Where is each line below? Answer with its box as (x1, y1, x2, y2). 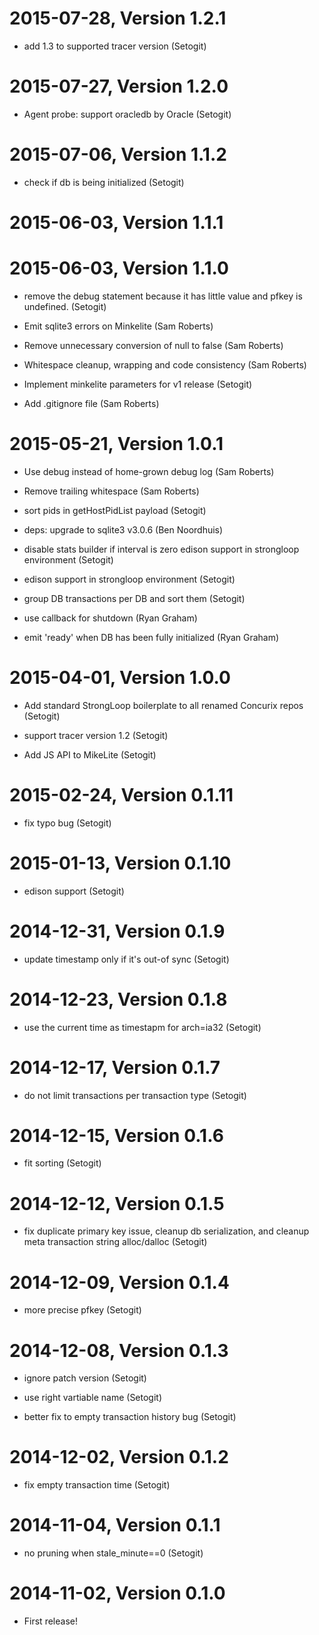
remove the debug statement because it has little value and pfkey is (23, 290, 303, 302)
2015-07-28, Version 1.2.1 (9, 7, 227, 30)
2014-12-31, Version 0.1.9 (9, 920, 226, 942)
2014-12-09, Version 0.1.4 (9, 1271, 230, 1294)
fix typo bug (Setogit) (23, 817, 112, 829)
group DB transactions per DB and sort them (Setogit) (23, 592, 246, 604)
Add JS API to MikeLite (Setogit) (23, 748, 157, 761)
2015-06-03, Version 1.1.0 (9, 257, 229, 280)
